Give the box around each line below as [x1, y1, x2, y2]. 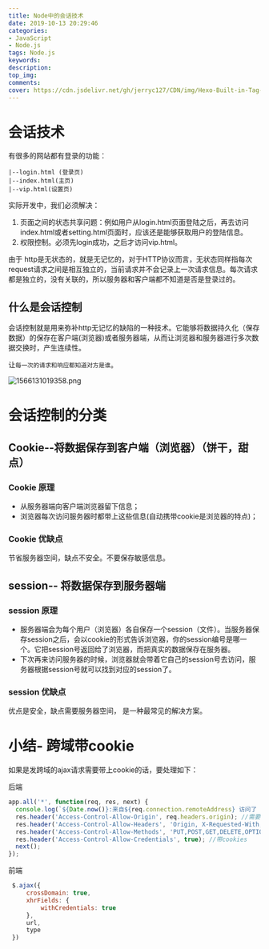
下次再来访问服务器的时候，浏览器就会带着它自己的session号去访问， [19, 654, 250, 664]
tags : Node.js [8, 49, 56, 57]
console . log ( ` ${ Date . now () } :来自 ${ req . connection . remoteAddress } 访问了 [15, 806, 258, 814]
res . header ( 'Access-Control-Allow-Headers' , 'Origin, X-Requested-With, [15, 820, 263, 828]
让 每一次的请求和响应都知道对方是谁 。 [8, 360, 118, 370]
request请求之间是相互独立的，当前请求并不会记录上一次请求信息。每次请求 [8, 265, 259, 274]
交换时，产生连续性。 [14, 343, 86, 353]
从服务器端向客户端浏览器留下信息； [19, 502, 140, 511]
